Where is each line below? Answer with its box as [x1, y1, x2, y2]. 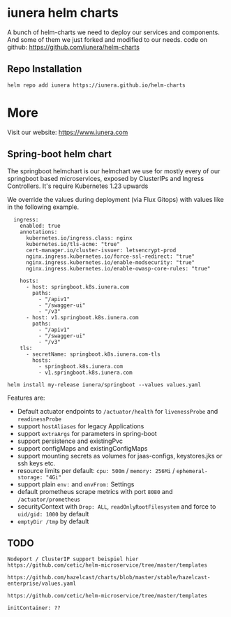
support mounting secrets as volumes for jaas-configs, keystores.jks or [17, 451, 223, 460]
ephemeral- [176, 467, 208, 474]
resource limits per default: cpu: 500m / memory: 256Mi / [17, 466, 175, 474]
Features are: [7, 393, 45, 402]
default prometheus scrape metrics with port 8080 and [17, 487, 173, 495]
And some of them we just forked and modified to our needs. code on [7, 35, 208, 43]
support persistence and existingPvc [17, 437, 124, 445]
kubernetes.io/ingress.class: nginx [25, 234, 133, 242]
